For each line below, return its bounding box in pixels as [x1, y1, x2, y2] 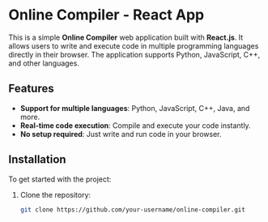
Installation [8, 152, 66, 167]
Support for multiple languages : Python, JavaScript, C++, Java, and [19, 103, 250, 113]
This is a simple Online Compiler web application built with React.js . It [8, 32, 244, 42]
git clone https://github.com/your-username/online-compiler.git [19, 205, 245, 214]
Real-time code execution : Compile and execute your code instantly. [19, 120, 251, 130]
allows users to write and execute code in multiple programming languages [8, 41, 259, 50]
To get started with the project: [8, 174, 112, 184]
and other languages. [8, 58, 79, 68]
